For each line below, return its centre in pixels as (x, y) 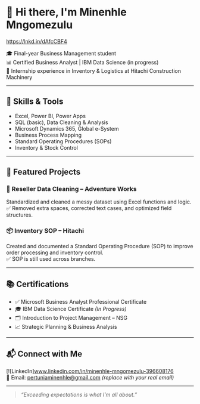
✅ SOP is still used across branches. (51, 258)
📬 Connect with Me (44, 354)
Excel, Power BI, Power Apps (50, 116)
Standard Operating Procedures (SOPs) (63, 141)
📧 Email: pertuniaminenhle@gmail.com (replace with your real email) (90, 378)
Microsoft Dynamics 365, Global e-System (67, 128)
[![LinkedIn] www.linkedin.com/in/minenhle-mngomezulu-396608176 (90, 371)
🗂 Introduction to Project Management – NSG (71, 317)
